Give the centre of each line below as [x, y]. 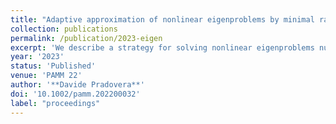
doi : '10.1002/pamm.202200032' [75, 94]
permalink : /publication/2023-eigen [86, 38]
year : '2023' [37, 57]
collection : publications [64, 29]
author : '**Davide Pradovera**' [77, 85]
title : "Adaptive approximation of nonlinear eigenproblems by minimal [162, 19]
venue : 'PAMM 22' [46, 76]
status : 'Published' [53, 66]
